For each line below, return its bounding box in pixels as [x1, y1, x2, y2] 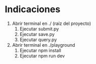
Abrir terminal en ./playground [12, 42, 76, 48]
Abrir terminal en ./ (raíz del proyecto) [12, 20, 91, 26]
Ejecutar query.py [19, 37, 57, 43]
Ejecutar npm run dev [19, 52, 65, 59]
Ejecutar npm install [19, 47, 61, 53]
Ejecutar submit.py [19, 25, 59, 31]
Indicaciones [5, 4, 60, 15]
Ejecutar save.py [19, 31, 55, 37]
